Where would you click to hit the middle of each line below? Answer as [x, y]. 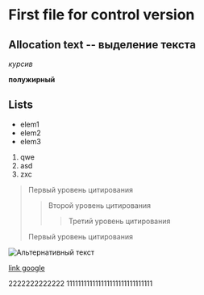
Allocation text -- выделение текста [102, 45]
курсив [21, 64]
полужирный [32, 79]
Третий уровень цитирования [119, 221]
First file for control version [102, 15]
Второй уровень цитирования [100, 205]
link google [27, 268]
